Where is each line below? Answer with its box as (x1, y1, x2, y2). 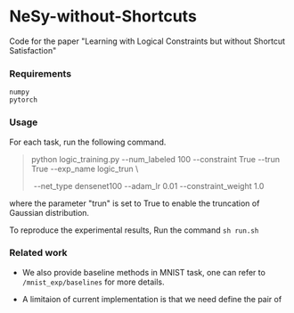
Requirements (9, 67, 72, 79)
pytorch (9, 95, 38, 104)
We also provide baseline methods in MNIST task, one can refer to (21, 267, 265, 277)
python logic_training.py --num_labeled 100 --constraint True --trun (30, 153, 281, 164)
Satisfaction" (9, 45, 57, 55)
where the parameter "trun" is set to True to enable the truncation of (9, 198, 260, 209)
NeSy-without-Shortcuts (9, 6, 198, 27)
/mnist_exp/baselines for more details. (21, 276, 165, 287)
